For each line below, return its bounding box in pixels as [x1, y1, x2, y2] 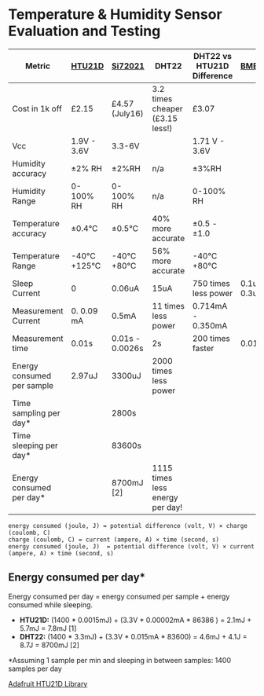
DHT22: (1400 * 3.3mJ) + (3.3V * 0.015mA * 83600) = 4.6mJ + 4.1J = [19, 632, 247, 641]
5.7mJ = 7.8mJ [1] [19, 623, 77, 633]
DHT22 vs [193, 50, 232, 61]
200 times [192, 332, 230, 343]
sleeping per [12, 440, 59, 451]
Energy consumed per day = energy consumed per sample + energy [8, 592, 230, 601]
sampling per [12, 407, 60, 418]
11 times [152, 300, 185, 311]
